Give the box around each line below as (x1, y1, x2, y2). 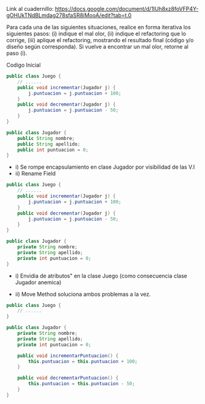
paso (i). (6, 50, 27, 57)
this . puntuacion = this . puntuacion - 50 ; (28, 381, 135, 387)
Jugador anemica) (15, 278, 62, 286)
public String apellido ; (17, 141, 81, 147)
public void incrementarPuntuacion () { (17, 353, 119, 359)
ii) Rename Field (15, 170, 56, 177)
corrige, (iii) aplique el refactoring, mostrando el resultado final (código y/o (6, 37, 194, 43)
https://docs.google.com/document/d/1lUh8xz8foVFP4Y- (54, 6, 199, 12)
